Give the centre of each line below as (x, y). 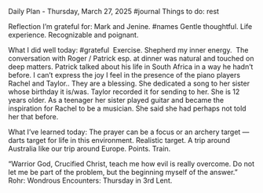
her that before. (33, 117)
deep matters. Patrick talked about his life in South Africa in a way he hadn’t (131, 67)
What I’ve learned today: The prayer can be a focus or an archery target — (129, 132)
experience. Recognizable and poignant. (73, 35)
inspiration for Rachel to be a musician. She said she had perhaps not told (127, 108)
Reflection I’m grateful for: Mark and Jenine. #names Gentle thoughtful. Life (130, 26)
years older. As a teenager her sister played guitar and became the (116, 100)
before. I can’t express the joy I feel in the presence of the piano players (124, 75)
